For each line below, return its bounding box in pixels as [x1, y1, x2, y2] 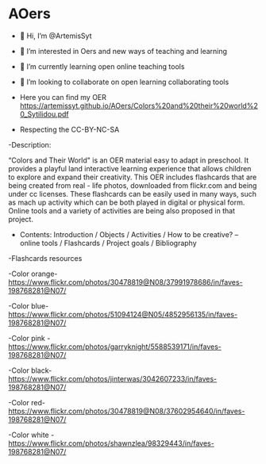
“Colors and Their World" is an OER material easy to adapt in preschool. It [8, 155, 249, 165]
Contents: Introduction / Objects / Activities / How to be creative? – [19, 229, 239, 239]
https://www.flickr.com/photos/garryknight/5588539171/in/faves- [8, 342, 222, 351]
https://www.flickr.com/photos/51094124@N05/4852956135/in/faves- [8, 309, 238, 319]
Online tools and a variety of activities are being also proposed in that [8, 205, 236, 215]
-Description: [8, 140, 52, 149]
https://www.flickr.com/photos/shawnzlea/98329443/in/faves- [8, 438, 214, 448]
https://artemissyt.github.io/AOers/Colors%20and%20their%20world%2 [19, 101, 258, 110]
